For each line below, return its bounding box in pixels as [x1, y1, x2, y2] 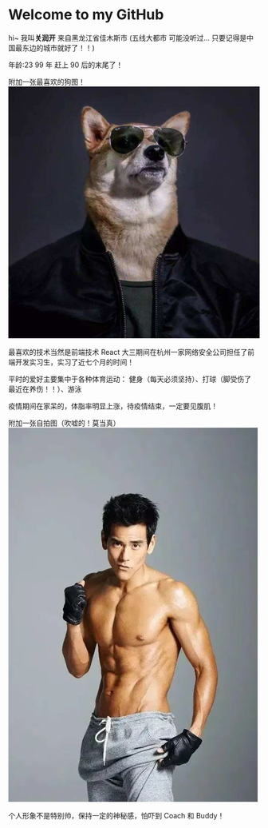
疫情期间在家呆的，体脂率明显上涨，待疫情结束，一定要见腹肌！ [8, 401, 218, 411]
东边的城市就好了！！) [22, 42, 96, 53]
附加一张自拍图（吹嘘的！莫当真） [8, 418, 120, 428]
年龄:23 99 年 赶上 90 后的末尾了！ [8, 60, 124, 70]
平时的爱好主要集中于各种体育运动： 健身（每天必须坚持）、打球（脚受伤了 [8, 374, 251, 384]
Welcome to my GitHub [8, 6, 164, 24]
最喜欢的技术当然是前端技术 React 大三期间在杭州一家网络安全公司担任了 [8, 347, 248, 356]
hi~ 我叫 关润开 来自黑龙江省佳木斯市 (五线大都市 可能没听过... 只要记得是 [8, 33, 247, 42]
